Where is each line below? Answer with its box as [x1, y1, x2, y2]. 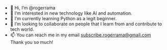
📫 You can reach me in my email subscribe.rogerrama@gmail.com [10, 32, 152, 38]
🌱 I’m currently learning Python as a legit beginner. [10, 16, 117, 21]
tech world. [10, 26, 34, 32]
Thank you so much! [10, 39, 54, 45]
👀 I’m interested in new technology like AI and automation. [10, 10, 133, 16]
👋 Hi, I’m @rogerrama [10, 5, 56, 11]
